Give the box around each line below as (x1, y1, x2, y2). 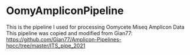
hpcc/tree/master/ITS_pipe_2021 (6, 42, 86, 49)
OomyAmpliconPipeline (6, 4, 124, 18)
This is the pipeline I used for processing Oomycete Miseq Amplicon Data (6, 23, 185, 30)
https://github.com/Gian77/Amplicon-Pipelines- (6, 36, 122, 43)
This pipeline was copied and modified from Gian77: (6, 29, 133, 36)
